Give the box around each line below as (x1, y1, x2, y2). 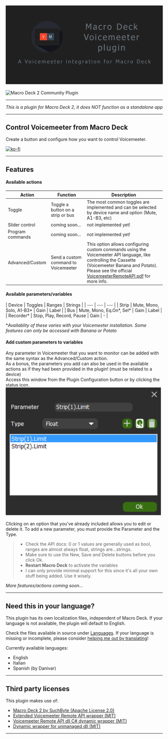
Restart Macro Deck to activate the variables (25, 562, 118, 568)
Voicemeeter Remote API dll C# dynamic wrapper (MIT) (12, 718, 127, 724)
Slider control (7, 222, 35, 228)
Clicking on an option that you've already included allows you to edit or (5, 521, 152, 527)
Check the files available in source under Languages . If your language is (5, 630, 154, 636)
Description (111, 192, 137, 198)
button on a (50, 207, 74, 213)
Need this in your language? (5, 602, 95, 610)
